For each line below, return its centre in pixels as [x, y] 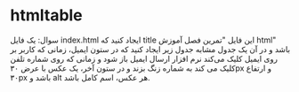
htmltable [46, 15]
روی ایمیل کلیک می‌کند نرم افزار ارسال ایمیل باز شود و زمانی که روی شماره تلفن [144, 58]
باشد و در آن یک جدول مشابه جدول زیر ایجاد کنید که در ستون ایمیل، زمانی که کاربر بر [150, 49]
